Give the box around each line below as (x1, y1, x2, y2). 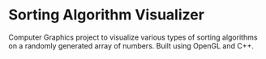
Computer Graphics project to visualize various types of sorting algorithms (8, 32, 258, 42)
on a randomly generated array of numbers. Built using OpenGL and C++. (8, 40, 254, 50)
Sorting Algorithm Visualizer (8, 6, 205, 24)
